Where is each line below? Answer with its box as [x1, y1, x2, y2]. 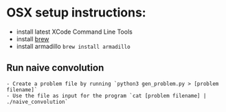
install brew [16, 34, 49, 43]
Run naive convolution [6, 62, 104, 74]
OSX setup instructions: [6, 5, 146, 21]
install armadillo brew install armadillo [16, 42, 131, 50]
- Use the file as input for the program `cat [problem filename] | [6, 92, 207, 99]
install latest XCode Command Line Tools [16, 27, 133, 36]
